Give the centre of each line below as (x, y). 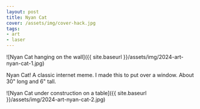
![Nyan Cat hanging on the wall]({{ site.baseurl (64, 57)
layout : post (23, 12)
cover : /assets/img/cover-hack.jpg (51, 23)
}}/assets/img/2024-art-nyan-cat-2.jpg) (56, 99)
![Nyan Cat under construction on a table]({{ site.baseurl (76, 93)
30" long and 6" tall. (31, 81)
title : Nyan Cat (27, 17)
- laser (16, 40)
